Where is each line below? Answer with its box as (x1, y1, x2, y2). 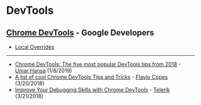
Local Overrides (14, 43, 55, 50)
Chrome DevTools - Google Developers (6, 28, 154, 38)
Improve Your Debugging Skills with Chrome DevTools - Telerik (14, 86, 170, 93)
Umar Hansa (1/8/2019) (14, 67, 72, 74)
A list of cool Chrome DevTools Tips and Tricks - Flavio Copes (14, 73, 168, 80)
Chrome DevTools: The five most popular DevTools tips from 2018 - (14, 61, 181, 68)
